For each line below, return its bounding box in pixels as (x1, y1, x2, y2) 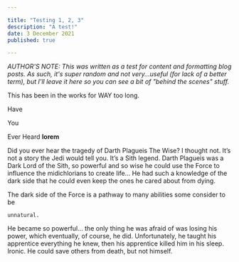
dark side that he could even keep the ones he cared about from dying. (7, 177, 216, 185)
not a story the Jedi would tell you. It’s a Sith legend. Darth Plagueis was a (7, 154, 224, 162)
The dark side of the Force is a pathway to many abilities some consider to (7, 190, 226, 199)
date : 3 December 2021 (7, 30, 75, 37)
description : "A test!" (7, 23, 78, 31)
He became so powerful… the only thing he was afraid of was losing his (7, 224, 218, 233)
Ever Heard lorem (7, 132, 60, 141)
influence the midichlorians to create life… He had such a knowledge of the (7, 169, 228, 178)
